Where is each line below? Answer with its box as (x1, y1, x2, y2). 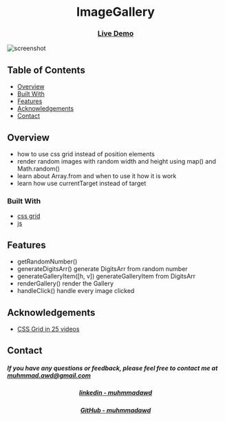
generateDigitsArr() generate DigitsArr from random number (17, 265, 188, 273)
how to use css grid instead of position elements (17, 150, 156, 158)
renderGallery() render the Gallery (17, 279, 114, 288)
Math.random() (17, 164, 61, 173)
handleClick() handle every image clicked (17, 287, 135, 295)
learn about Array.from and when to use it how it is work (17, 172, 177, 180)
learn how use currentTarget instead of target (17, 180, 147, 188)
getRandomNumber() (17, 257, 78, 266)
